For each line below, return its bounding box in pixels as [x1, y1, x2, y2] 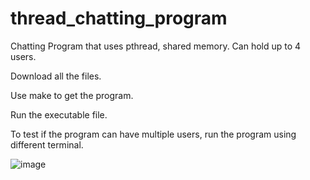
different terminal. [10, 138, 84, 151]
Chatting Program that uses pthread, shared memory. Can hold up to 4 [10, 40, 302, 52]
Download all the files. [10, 70, 102, 82]
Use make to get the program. [10, 89, 134, 101]
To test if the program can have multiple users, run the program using [10, 128, 297, 140]
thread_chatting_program [10, 7, 228, 30]
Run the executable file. [10, 108, 108, 121]
